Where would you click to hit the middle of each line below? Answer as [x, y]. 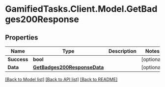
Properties [22, 37]
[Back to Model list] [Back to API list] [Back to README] [61, 79]
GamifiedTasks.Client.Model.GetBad [81, 9]
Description [122, 51]
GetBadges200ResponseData [68, 67]
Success [18, 59]
